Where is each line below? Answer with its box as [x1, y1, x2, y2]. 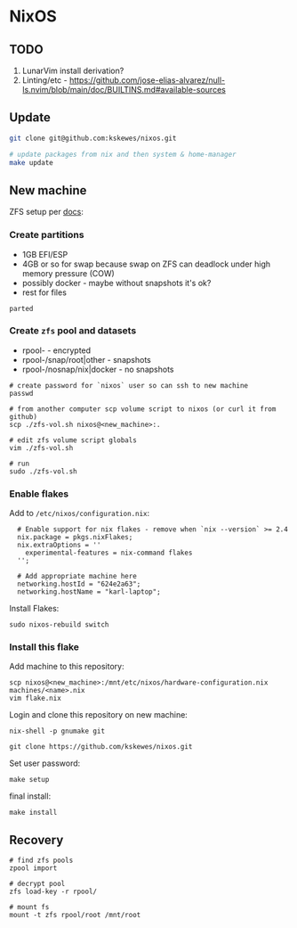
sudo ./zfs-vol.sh [9, 466, 77, 476]
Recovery [9, 832, 64, 848]
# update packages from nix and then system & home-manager [9, 150, 237, 159]
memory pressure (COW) [21, 267, 116, 278]
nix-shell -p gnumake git [9, 727, 105, 736]
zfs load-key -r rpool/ [9, 887, 98, 897]
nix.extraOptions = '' [17, 541, 101, 550]
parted [9, 304, 34, 313]
